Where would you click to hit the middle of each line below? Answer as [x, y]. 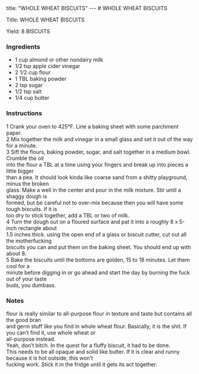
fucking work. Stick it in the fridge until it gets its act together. [82, 364]
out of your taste [27, 278]
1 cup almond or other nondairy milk [59, 60]
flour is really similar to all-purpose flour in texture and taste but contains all [99, 313]
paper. [14, 133]
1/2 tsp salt [28, 91]
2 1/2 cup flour [32, 72]
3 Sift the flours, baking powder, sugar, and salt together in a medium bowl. [98, 152]
